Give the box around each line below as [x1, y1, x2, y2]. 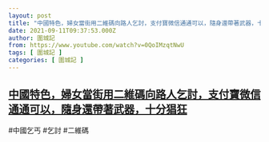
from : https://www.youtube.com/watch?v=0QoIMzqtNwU [8, 41, 184, 49]
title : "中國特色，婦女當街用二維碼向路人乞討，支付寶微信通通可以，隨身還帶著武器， [8, 19, 258, 27]
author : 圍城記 [8, 34, 55, 42]
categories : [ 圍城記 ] [8, 57, 84, 65]
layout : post [8, 11, 52, 20]
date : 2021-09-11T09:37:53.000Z [8, 26, 116, 34]
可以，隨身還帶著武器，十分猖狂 [29, 103, 187, 116]
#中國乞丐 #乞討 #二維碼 [8, 125, 90, 135]
